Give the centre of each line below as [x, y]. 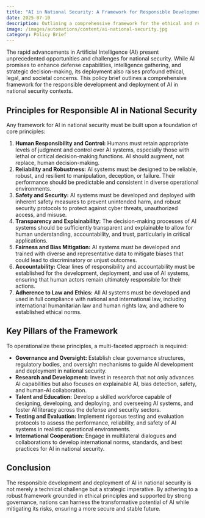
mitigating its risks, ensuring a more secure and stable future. [83, 508]
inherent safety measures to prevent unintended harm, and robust [98, 202]
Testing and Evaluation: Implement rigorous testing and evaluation [99, 416]
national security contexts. [40, 91]
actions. [25, 286]
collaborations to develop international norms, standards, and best [99, 442]
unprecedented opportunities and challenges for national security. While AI [101, 59]
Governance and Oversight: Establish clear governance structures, [100, 357]
